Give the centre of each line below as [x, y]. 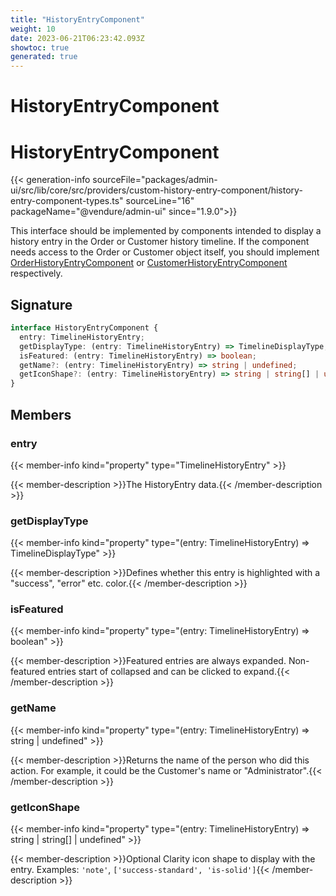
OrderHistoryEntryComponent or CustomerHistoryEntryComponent [149, 263]
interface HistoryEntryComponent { [84, 328]
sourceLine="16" [160, 201]
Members [41, 414]
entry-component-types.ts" [67, 201]
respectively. [36, 273]
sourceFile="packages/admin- [155, 180]
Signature [41, 304]
